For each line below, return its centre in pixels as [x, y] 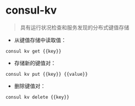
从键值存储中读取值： [40, 40]
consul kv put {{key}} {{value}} [47, 74]
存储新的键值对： [35, 63]
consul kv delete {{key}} [37, 97]
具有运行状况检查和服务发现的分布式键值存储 [75, 27]
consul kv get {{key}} [33, 51]
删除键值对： [30, 86]
